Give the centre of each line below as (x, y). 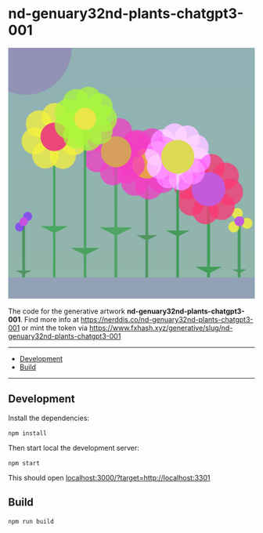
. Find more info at (50, 319)
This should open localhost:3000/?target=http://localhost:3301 (109, 477)
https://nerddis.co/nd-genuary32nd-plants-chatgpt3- (167, 319)
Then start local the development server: (74, 448)
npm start (24, 463)
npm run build (31, 521)
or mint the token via (54, 328)
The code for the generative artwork (67, 311)
